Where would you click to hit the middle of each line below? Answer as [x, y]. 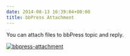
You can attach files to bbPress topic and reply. [65, 34]
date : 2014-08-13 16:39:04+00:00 [48, 12]
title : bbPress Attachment [40, 17]
